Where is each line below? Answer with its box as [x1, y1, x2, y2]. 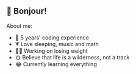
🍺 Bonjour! [6, 6, 47, 16]
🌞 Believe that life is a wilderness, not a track [15, 53, 130, 61]
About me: [6, 22, 32, 29]
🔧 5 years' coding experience [15, 34, 90, 41]
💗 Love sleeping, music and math [15, 40, 99, 47]
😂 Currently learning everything [15, 60, 98, 67]
